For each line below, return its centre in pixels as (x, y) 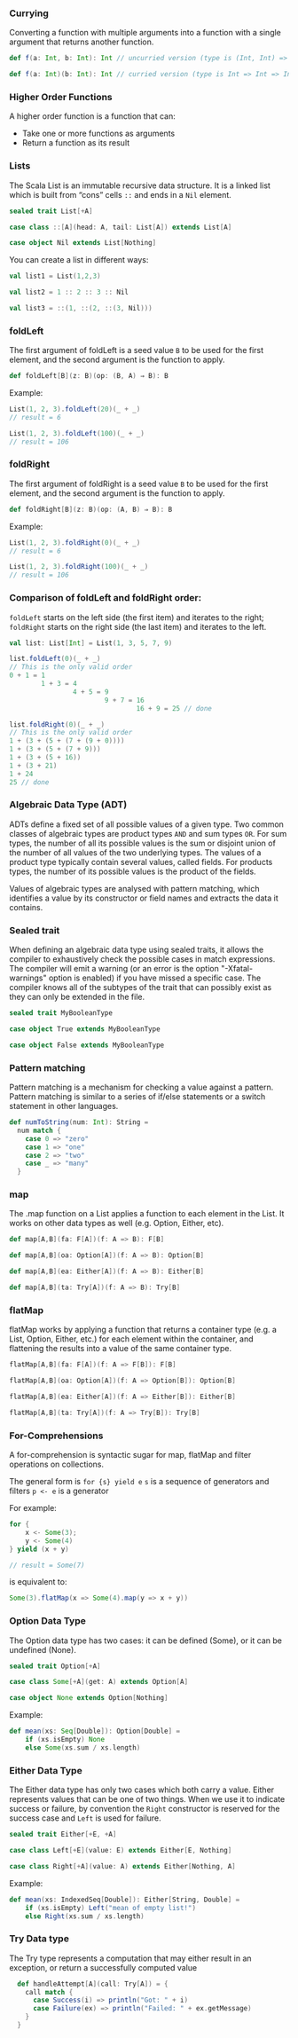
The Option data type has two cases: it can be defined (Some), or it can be (145, 1641)
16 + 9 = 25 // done (174, 708)
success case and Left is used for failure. (85, 1818)
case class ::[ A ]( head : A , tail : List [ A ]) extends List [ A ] (121, 227)
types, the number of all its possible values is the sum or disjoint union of (143, 843)
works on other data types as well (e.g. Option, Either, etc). (117, 1224)
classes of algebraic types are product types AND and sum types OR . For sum (148, 833)
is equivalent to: (38, 1582)
